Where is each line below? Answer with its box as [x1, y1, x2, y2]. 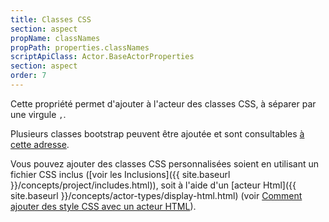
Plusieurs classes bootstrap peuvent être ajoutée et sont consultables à [10, 127, 305, 140]
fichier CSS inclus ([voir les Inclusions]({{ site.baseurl [10, 168, 231, 180]
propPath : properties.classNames [10, 42, 150, 53]
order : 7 [10, 71, 47, 81]
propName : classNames [10, 33, 101, 43]
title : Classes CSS [10, 14, 92, 25]
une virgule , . [10, 108, 67, 120]
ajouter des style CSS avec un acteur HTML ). [10, 200, 197, 212]
